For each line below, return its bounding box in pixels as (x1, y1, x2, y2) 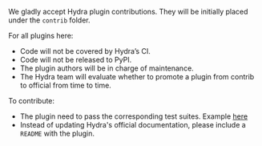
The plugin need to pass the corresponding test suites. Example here (19, 112, 248, 121)
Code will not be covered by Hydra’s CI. (19, 47, 151, 55)
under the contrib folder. (8, 15, 91, 25)
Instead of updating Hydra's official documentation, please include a (19, 120, 246, 129)
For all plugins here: (8, 31, 74, 40)
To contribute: (8, 96, 54, 105)
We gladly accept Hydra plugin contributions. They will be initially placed (8, 7, 248, 16)
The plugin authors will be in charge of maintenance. (19, 63, 194, 73)
